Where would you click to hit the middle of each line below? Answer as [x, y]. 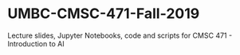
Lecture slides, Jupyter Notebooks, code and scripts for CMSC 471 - [120, 35]
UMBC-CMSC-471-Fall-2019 [104, 14]
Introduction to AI [36, 43]
